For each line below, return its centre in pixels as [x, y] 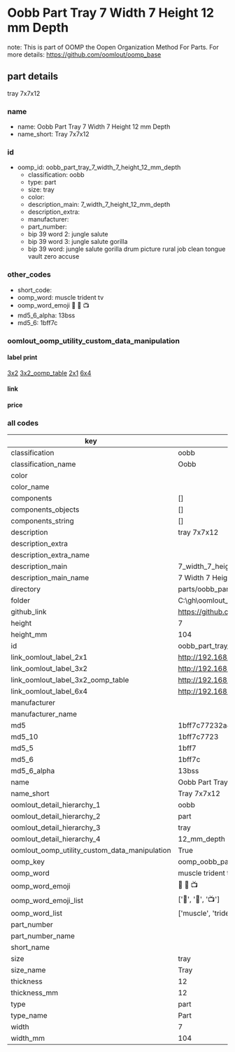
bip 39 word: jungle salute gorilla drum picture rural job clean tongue [127, 249]
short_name [30, 947]
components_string [43, 521]
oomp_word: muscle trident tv [60, 297]
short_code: [35, 290]
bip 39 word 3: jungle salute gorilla [78, 242]
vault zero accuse [54, 257]
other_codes [29, 275]
